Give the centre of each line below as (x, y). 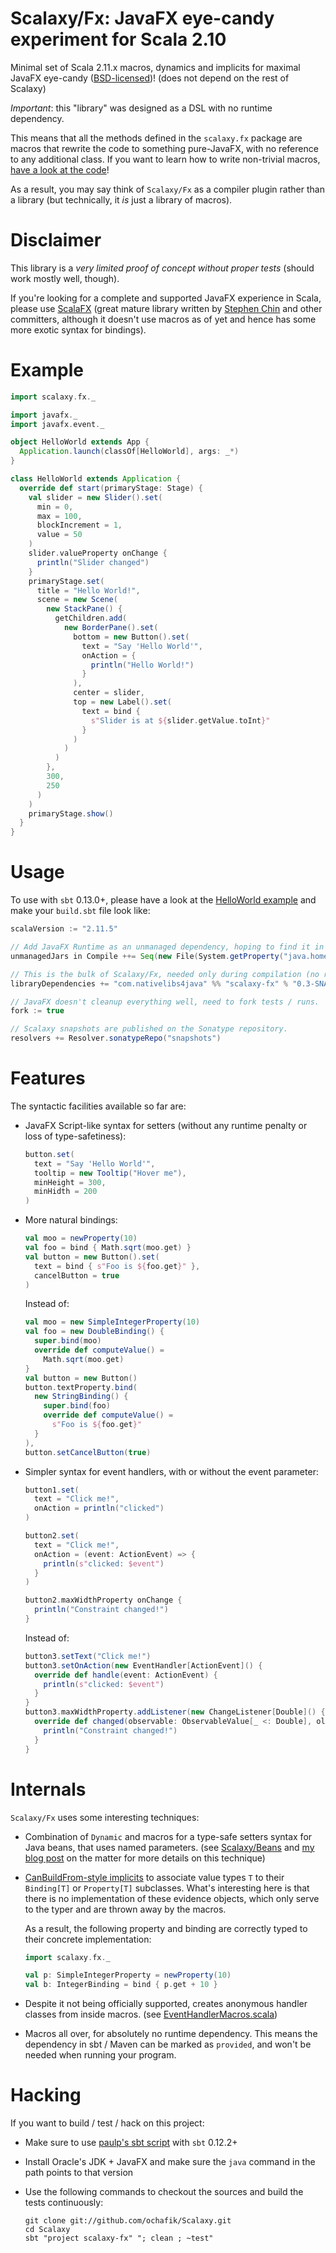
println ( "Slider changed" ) (93, 562)
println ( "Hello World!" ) (142, 665)
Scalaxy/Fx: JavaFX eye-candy (142, 18)
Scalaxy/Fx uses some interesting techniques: (105, 1817)
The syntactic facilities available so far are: (98, 1106)
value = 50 (59, 535)
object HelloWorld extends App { (80, 442)
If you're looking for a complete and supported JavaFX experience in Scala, (166, 298)
